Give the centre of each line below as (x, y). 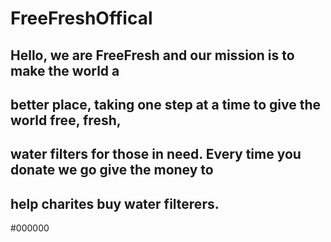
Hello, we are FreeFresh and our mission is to (152, 55)
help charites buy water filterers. (115, 203)
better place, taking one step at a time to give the (166, 104)
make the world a (65, 70)
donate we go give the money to (112, 170)
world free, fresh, (66, 120)
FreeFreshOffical (81, 18)
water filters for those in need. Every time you (156, 154)
